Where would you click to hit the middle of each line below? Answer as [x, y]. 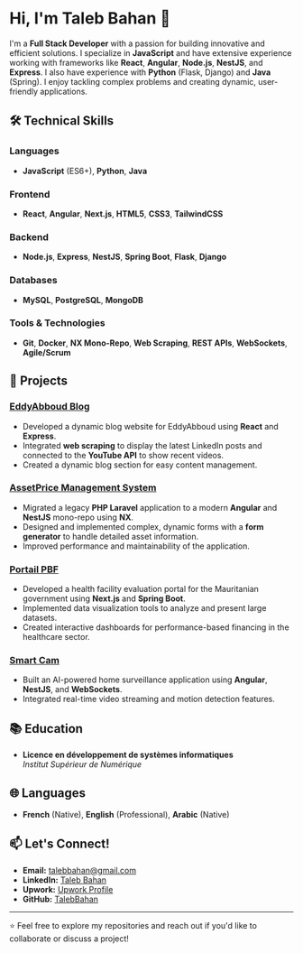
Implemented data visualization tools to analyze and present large [144, 608]
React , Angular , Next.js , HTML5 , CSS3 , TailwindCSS [123, 213]
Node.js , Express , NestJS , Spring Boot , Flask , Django [124, 257]
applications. [64, 91]
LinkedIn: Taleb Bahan [64, 880]
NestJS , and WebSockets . [72, 689]
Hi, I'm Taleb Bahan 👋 [90, 19]
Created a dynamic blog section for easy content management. [140, 465]
